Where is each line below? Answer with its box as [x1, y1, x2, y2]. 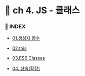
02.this [12, 45, 27, 51]
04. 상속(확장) [12, 65, 40, 71]
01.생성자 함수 [12, 35, 40, 41]
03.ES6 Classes [12, 55, 45, 61]
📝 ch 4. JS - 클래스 [5, 5, 80, 16]
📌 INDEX [5, 23, 26, 30]
